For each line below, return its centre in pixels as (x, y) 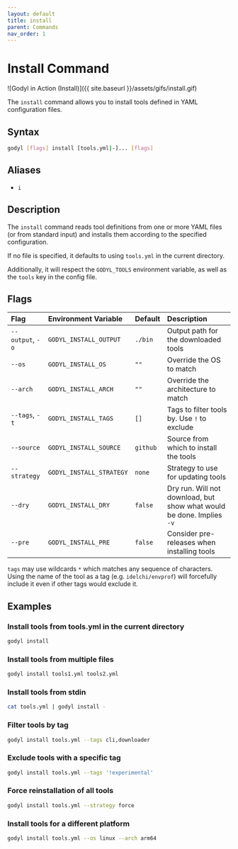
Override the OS (194, 360)
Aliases (24, 170)
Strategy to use (192, 468)
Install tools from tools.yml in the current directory (96, 626)
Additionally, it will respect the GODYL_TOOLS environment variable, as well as (117, 269)
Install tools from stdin (47, 692)
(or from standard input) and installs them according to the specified (107, 234)
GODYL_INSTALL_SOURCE (84, 448)
